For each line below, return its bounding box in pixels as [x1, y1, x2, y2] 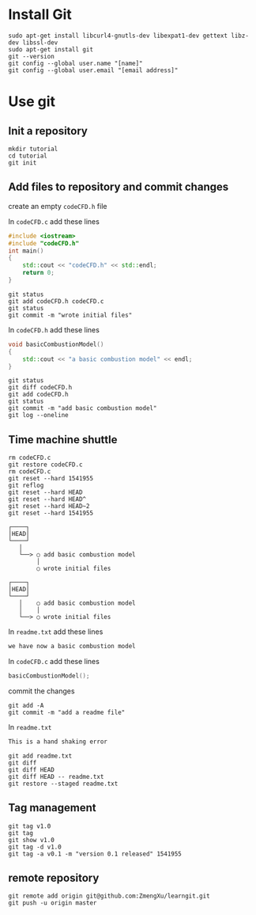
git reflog [8, 481, 44, 490]
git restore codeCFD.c [8, 461, 83, 469]
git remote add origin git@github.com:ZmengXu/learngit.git [8, 892, 211, 900]
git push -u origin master [8, 899, 97, 907]
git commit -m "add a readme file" [8, 708, 126, 716]
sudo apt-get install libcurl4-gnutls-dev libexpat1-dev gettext [8, 32, 228, 40]
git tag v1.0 [8, 822, 51, 830]
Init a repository [8, 124, 88, 138]
